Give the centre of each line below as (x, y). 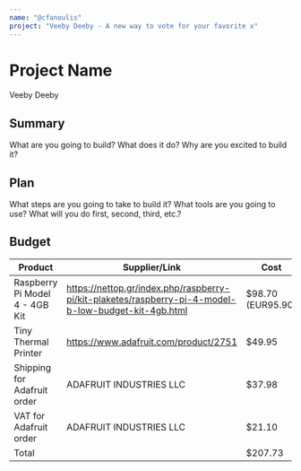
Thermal (31, 342)
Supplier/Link (152, 267)
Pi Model (32, 293)
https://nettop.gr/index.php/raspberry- (149, 288)
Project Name (61, 70)
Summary (37, 123)
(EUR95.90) (271, 304)
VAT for (30, 415)
